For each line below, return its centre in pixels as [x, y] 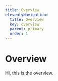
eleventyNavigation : [27, 15]
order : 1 [19, 34]
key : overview [24, 24]
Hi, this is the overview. [30, 73]
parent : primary [27, 29]
